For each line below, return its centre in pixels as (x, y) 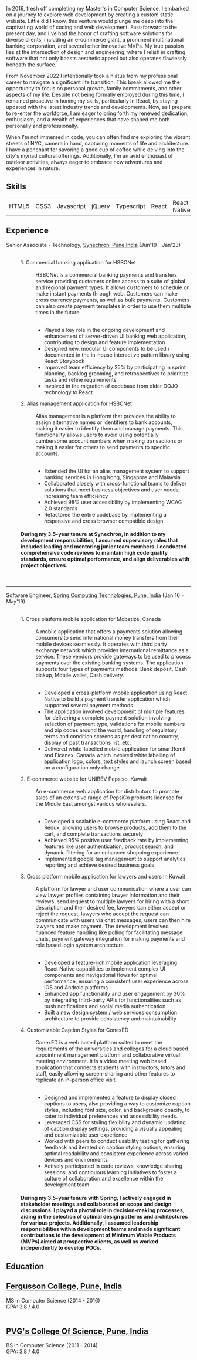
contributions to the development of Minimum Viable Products (98, 1235)
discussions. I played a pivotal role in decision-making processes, (103, 1210)
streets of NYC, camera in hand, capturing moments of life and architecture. (98, 143)
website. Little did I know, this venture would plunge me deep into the (90, 21)
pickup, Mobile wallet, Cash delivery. (80, 675)
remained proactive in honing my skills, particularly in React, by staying (92, 101)
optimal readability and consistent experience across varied (116, 1153)
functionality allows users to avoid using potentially (97, 435)
